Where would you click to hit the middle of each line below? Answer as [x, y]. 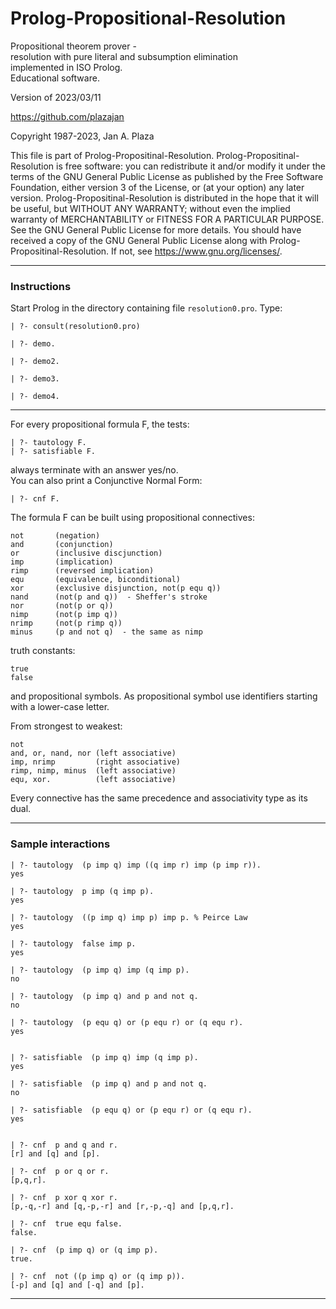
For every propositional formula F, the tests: [100, 424]
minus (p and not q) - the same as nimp [106, 632]
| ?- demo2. [35, 362]
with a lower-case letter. [60, 707]
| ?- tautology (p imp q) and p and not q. [104, 996]
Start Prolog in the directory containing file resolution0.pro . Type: [146, 308]
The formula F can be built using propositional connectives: [132, 518]
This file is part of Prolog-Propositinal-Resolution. [112, 155]
